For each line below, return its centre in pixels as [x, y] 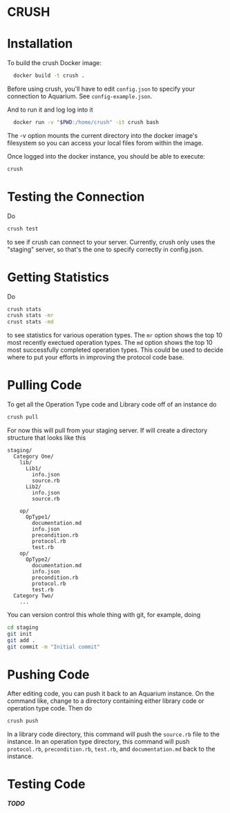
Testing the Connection [76, 196]
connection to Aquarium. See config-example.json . [80, 96]
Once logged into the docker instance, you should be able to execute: [106, 156]
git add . [21, 640]
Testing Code [46, 784]
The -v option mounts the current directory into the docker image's [103, 135]
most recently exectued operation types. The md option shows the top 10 [110, 343]
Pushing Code [48, 674]
